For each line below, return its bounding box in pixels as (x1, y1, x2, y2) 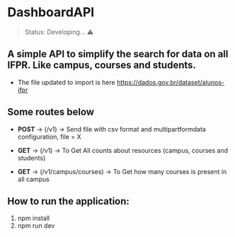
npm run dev (17, 221, 55, 230)
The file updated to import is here (17, 78, 115, 86)
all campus (17, 175, 50, 183)
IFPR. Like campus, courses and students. (7, 59, 197, 71)
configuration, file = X (17, 132, 81, 141)
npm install (17, 214, 50, 223)
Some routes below (7, 106, 94, 118)
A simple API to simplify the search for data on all (7, 48, 229, 60)
